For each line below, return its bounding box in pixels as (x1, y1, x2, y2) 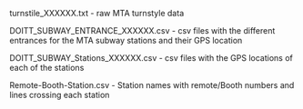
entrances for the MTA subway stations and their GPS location (9, 35, 243, 45)
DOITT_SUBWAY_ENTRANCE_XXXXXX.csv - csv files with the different (9, 25, 276, 35)
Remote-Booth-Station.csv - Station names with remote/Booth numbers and (9, 80, 295, 90)
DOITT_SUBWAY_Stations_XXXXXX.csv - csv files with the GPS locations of (9, 53, 293, 63)
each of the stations (9, 63, 85, 73)
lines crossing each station (9, 90, 110, 100)
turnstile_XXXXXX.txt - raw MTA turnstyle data (9, 8, 185, 18)
